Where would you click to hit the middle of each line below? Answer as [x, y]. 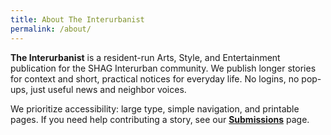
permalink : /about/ [51, 29]
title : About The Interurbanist [77, 19]
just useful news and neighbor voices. [108, 89]
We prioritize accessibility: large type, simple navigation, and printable [155, 108]
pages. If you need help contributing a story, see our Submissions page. [160, 119]
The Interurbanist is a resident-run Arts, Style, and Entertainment [145, 57]
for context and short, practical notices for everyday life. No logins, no [155, 78]
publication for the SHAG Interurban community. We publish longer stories [163, 68]
